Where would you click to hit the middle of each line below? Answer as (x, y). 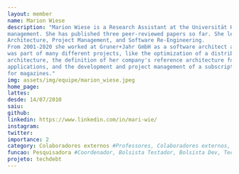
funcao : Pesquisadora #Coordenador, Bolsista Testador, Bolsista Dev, (114, 153)
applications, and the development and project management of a (105, 67)
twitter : (20, 133)
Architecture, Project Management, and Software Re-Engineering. (106, 40)
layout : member (30, 14)
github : (19, 113)
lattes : (19, 93)
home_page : (23, 87)
